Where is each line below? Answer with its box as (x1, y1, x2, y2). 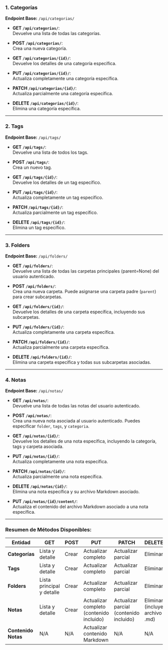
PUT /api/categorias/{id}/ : (12, 70, 71, 76)
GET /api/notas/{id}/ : (12, 433, 60, 439)
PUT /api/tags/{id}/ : (12, 189, 58, 195)
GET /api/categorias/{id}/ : (12, 55, 71, 61)
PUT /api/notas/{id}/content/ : (12, 498, 78, 505)
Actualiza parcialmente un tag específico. (12, 209, 98, 215)
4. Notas (5, 376, 26, 383)
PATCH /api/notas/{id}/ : (12, 468, 66, 475)
